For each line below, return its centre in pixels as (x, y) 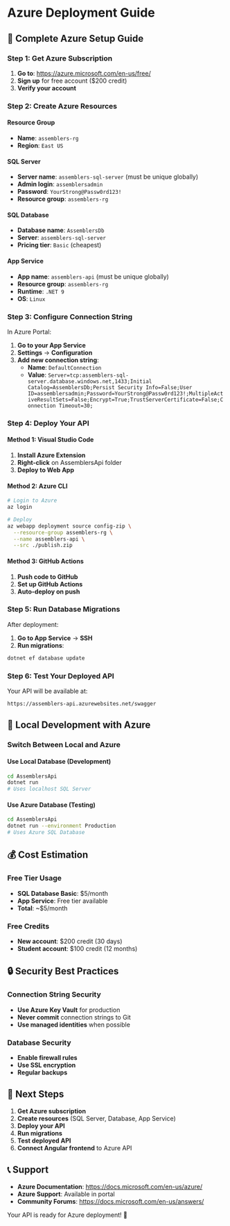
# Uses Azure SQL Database (46, 833)
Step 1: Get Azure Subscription (60, 58)
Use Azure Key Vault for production (69, 1010)
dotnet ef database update (46, 658)
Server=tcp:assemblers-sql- (89, 375)
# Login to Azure (32, 501)
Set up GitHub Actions (50, 584)
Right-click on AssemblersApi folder (70, 463)
